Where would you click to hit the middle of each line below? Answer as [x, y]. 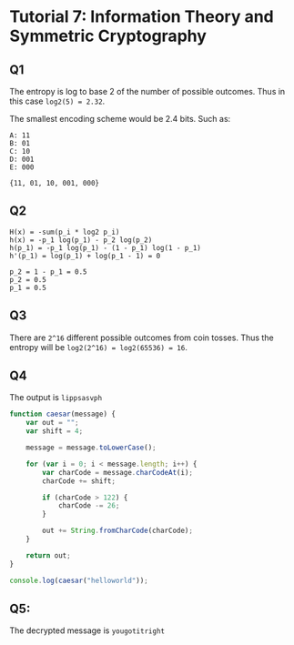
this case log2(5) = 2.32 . [57, 101]
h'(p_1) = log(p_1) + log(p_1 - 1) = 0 [85, 256]
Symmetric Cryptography [108, 36]
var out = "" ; [52, 423]
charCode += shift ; [79, 481]
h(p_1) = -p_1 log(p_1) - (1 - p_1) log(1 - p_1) [106, 247]
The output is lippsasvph [56, 398]
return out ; [48, 555]
